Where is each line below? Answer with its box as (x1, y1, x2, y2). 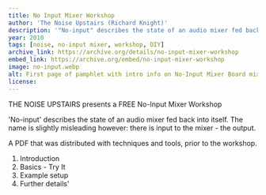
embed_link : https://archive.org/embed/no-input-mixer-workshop (8, 56, 225, 64)
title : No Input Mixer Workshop (8, 11, 115, 20)
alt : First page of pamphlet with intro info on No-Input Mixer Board (8, 70, 246, 78)
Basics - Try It (19, 162, 66, 171)
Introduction (19, 153, 60, 163)
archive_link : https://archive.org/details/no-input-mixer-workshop (8, 48, 239, 56)
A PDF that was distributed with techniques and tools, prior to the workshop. (8, 138, 257, 148)
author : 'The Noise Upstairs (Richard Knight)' (8, 19, 169, 27)
